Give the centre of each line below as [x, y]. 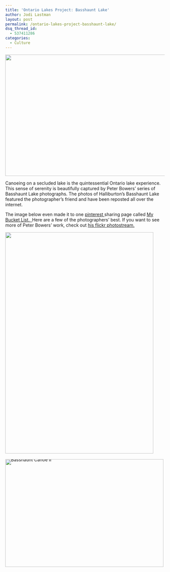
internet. [14, 204]
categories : [18, 38]
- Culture [20, 43]
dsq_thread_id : [21, 29]
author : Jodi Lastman [28, 15]
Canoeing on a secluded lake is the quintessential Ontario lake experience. [83, 183]
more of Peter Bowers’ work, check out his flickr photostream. [70, 225]
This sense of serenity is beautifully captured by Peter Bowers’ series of [80, 188]
